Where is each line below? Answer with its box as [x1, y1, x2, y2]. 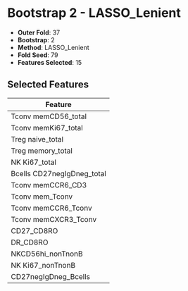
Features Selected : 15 [17, 58, 82, 66]
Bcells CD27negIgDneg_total [11, 168, 107, 178]
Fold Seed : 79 [17, 51, 58, 59]
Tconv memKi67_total [11, 123, 83, 132]
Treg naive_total [11, 134, 64, 144]
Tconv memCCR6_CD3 [11, 180, 87, 190]
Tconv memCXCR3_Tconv [11, 214, 97, 224]
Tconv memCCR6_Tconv [11, 203, 93, 213]
